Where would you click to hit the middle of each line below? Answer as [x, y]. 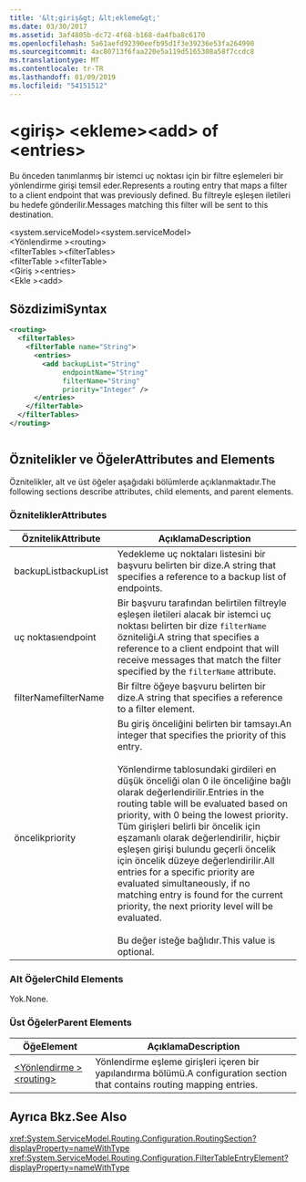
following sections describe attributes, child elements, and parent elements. [152, 491]
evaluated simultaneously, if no [184, 883]
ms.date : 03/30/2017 [49, 26]
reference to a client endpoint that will [198, 648]
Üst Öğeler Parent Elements [71, 1022]
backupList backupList [61, 571]
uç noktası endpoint [55, 637]
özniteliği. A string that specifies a [188, 637]
